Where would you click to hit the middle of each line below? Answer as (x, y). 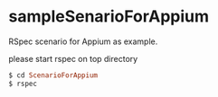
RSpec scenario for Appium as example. (83, 41)
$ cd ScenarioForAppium (53, 75)
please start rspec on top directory (73, 58)
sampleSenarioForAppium (109, 17)
